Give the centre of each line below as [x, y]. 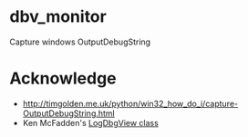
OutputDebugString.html [69, 113]
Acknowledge [63, 78]
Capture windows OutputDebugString [80, 42]
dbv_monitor [58, 17]
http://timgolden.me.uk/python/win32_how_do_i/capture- [130, 103]
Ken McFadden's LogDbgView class [91, 122]
